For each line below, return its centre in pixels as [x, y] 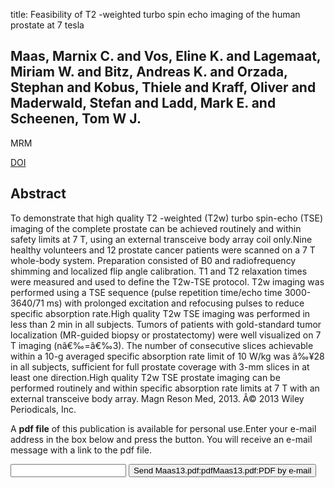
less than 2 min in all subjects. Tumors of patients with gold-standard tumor [166, 324]
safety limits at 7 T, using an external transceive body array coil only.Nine [161, 239]
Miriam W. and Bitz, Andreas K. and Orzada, [149, 72]
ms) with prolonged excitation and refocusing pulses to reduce [175, 303]
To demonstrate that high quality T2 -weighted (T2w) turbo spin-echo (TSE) [167, 218]
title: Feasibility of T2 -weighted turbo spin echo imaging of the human [155, 14]
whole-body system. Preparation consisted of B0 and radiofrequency [153, 260]
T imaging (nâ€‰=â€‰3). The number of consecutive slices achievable [162, 345]
